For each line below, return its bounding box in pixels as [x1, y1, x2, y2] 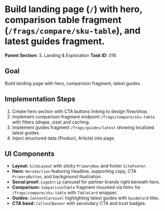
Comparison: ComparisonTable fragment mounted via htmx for [12, 184, 141, 190]
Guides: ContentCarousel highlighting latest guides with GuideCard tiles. [12, 195, 159, 201]
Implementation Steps [5, 95, 76, 104]
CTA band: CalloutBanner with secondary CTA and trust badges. [12, 200, 146, 206]
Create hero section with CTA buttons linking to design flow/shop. [12, 108, 149, 114]
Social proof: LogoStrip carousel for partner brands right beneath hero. [12, 179, 160, 185]
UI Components [5, 150, 55, 158]
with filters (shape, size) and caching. [12, 119, 90, 125]
